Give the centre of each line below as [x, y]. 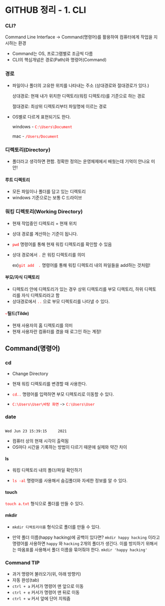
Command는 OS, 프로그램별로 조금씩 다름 [53, 54]
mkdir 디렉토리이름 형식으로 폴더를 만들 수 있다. [56, 527]
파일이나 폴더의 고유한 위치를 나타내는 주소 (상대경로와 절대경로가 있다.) [81, 85]
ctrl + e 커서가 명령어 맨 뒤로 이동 [46, 592]
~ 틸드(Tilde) [17, 314]
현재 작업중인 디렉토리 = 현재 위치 [44, 223]
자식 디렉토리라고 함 [41, 295]
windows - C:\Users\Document [42, 126]
